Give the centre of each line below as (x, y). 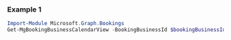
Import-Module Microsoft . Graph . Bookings (66, 24)
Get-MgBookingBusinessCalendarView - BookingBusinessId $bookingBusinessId (117, 30)
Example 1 (24, 9)
